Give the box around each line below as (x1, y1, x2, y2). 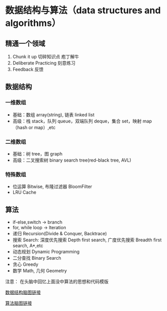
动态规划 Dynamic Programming (12, 248, 80, 255)
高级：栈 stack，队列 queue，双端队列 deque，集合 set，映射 (12, 118, 142, 124)
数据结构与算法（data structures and (5, 5, 161, 16)
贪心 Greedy (12, 261, 39, 267)
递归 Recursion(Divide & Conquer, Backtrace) (12, 231, 107, 237)
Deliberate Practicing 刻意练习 (12, 60, 76, 66)
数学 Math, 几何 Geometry (12, 268, 67, 274)
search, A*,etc (12, 242, 44, 249)
